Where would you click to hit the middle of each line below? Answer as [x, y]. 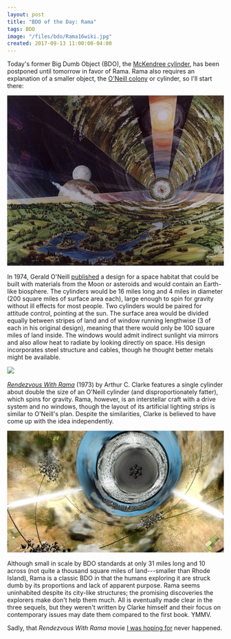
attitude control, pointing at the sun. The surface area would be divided [108, 313]
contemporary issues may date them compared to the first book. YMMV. [109, 615]
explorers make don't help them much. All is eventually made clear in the [110, 600]
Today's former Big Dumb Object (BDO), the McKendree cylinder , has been [113, 64]
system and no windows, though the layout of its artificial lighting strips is [111, 407]
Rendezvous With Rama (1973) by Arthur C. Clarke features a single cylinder [115, 385]
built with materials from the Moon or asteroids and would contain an [105, 284]
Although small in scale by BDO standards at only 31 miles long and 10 [106, 563]
